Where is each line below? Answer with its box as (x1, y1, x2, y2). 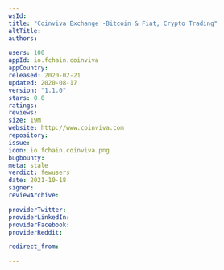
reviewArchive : (8, 191, 60, 199)
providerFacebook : (8, 221, 70, 229)
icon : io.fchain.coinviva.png (8, 146, 110, 154)
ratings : (8, 102, 38, 110)
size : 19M (8, 116, 42, 125)
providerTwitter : (8, 206, 67, 214)
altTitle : (8, 27, 42, 35)
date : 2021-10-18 (8, 177, 67, 185)
